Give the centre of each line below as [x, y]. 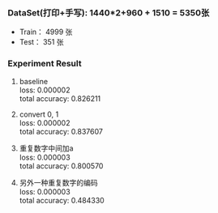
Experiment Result [45, 64]
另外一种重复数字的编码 [58, 182]
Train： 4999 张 [46, 32]
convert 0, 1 [39, 114]
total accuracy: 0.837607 [61, 131]
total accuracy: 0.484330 [62, 200]
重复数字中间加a [46, 148]
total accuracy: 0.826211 [60, 98]
